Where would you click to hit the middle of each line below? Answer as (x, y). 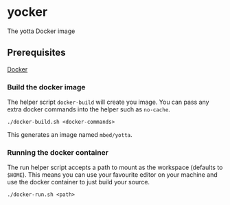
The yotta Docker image (41, 31)
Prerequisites (36, 53)
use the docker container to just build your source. (78, 182)
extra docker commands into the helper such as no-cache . (89, 109)
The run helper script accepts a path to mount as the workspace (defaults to (115, 168)
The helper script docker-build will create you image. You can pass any (108, 102)
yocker (27, 12)
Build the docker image (46, 87)
